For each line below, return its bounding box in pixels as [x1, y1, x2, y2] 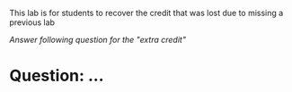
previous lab [9, 17, 56, 28]
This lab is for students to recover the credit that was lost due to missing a [9, 8, 284, 18]
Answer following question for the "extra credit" [9, 35, 187, 45]
